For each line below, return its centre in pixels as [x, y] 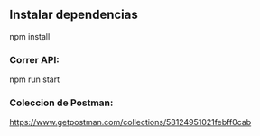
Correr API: [35, 59]
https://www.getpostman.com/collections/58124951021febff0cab [130, 122]
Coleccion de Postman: [61, 103]
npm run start [35, 79]
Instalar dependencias [74, 15]
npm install [30, 36]
